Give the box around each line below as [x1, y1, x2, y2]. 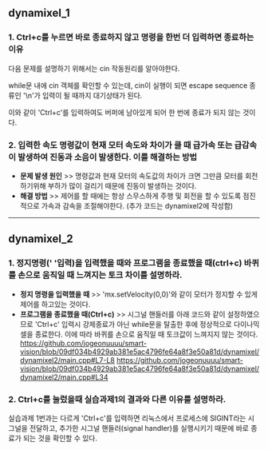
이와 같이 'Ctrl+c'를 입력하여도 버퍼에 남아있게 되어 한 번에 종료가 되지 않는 [8, 107, 241, 117]
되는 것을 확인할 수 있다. [22, 433, 98, 443]
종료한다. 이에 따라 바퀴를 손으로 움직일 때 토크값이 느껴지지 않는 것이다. [34, 329, 258, 339]
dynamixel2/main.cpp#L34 [19, 372, 108, 382]
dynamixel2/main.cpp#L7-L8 [19, 355, 116, 364]
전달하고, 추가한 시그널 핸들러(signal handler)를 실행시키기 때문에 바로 [29, 423, 250, 432]
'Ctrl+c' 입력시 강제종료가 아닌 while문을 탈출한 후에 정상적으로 [34, 319, 233, 329]
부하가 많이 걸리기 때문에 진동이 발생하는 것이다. [47, 181, 197, 190]
